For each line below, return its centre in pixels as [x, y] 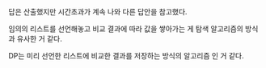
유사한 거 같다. [40, 39]
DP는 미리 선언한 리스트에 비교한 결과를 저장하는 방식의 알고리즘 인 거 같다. [126, 56]
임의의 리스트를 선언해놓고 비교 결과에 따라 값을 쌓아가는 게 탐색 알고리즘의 [126, 29]
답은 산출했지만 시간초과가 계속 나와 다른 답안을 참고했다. [98, 12]
